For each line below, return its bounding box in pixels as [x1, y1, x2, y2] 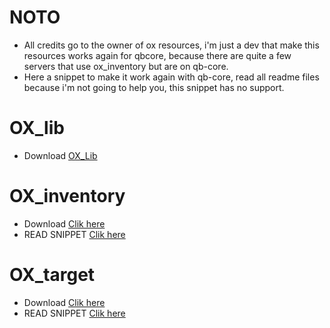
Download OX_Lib [23, 149, 98, 161]
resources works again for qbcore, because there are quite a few [23, 49, 292, 61]
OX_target [9, 264, 96, 286]
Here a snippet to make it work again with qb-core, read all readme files [23, 71, 320, 83]
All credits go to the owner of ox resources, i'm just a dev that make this [23, 39, 320, 51]
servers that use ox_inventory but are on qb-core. [23, 60, 229, 72]
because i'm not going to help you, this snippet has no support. [23, 81, 285, 93]
